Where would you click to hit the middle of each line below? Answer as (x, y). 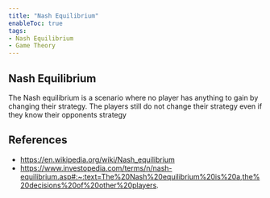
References (38, 140)
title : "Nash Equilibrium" (54, 16)
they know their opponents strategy (68, 114)
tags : (17, 31)
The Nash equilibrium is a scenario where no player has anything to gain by (133, 97)
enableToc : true (35, 23)
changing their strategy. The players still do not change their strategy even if (135, 106)
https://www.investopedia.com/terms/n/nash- (96, 168)
